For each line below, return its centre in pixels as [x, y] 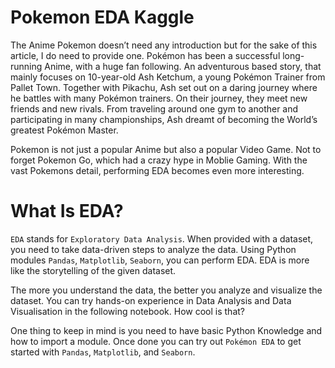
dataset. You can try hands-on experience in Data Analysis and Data [151, 300]
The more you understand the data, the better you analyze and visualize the [166, 290]
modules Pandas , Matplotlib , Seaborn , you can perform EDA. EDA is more [160, 260]
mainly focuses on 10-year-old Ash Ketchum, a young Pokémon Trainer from [168, 77]
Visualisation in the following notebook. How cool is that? [127, 311]
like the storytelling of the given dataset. [93, 270]
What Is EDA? [67, 211]
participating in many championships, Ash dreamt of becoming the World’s [164, 119]
